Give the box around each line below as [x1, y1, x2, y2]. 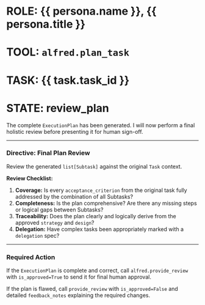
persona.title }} [6, 17, 85, 31]
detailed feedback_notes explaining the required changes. [6, 292, 151, 299]
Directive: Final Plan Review [6, 149, 90, 157]
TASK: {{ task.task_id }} [6, 73, 130, 87]
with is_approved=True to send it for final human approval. [6, 273, 151, 281]
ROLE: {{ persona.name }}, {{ [6, 4, 157, 18]
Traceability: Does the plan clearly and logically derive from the [15, 212, 176, 219]
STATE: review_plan [6, 101, 109, 115]
